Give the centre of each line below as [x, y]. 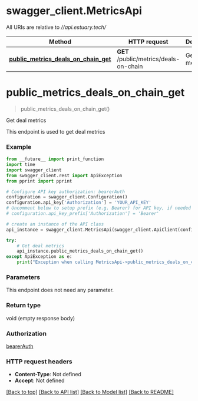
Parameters [23, 277]
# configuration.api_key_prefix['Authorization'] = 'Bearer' [83, 214]
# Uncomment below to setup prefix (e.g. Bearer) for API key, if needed [99, 208]
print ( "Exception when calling [55, 262]
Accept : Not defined [39, 380]
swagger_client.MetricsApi [74, 11]
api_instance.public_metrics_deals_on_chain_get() [80, 251]
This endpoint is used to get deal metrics [56, 131]
